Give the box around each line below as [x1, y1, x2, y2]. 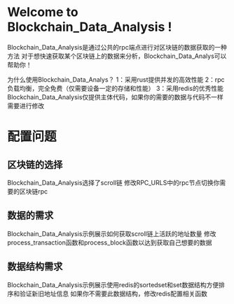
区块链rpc [19, 187, 48, 196]
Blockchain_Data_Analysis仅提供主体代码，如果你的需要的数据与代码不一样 [7, 92, 224, 101]
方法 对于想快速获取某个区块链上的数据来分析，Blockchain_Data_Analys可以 [7, 52, 227, 60]
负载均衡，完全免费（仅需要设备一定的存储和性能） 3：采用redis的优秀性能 [7, 84, 224, 92]
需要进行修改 [7, 101, 44, 110]
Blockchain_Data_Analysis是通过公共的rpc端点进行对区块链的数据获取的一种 [7, 43, 228, 51]
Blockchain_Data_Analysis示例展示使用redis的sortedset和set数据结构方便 [7, 280, 219, 289]
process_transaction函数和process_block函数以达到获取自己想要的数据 [7, 238, 212, 247]
